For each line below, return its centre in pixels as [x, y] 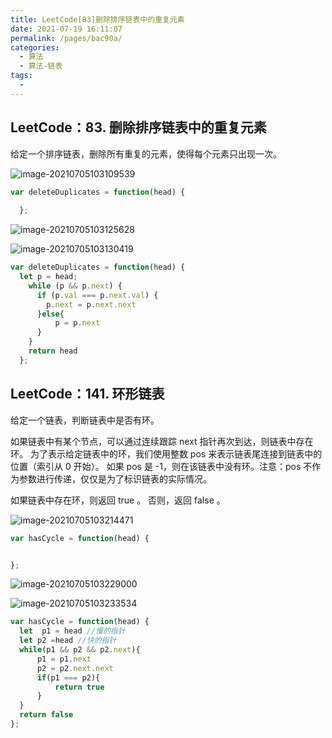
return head [53, 351]
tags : [21, 76]
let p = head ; [48, 277]
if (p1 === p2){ [68, 677]
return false [46, 715]
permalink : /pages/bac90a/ [66, 38]
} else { [50, 314]
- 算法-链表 [41, 66]
